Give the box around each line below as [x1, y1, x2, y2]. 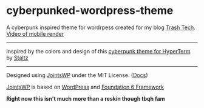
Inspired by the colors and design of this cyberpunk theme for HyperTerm [6, 47, 191, 55]
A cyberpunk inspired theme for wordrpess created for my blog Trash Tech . [6, 24, 195, 31]
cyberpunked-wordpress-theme [6, 4, 174, 18]
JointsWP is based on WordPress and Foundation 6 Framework [6, 83, 164, 90]
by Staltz [6, 54, 29, 61]
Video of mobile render [6, 30, 64, 37]
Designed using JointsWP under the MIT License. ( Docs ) [6, 71, 148, 79]
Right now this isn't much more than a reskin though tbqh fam [6, 95, 165, 102]
